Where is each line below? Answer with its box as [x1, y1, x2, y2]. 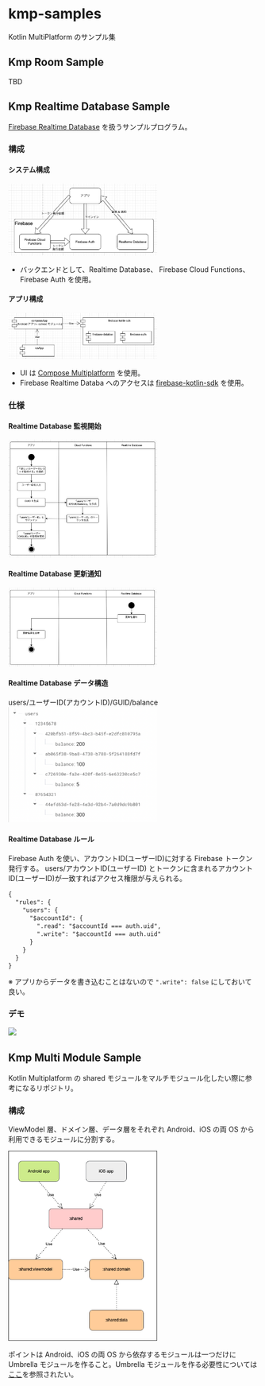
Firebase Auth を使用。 [19, 274, 96, 284]
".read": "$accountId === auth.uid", [36, 922, 161, 930]
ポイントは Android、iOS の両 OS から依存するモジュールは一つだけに [8, 1349, 236, 1359]
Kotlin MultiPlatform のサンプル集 [8, 32, 117, 41]
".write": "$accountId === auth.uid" [36, 930, 161, 938]
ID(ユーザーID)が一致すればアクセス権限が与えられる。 [8, 873, 186, 883]
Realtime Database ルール [8, 834, 95, 844]
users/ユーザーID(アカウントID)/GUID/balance [8, 697, 159, 708]
